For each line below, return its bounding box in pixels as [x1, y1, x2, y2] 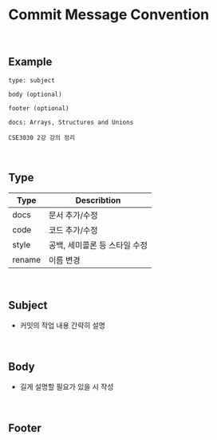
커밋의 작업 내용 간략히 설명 [19, 321, 106, 331]
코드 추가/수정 [48, 224, 98, 236]
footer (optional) [8, 104, 69, 113]
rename [12, 254, 41, 265]
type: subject [8, 76, 56, 85]
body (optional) [8, 90, 62, 98]
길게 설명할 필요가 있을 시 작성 [19, 382, 114, 392]
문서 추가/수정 [48, 209, 98, 220]
